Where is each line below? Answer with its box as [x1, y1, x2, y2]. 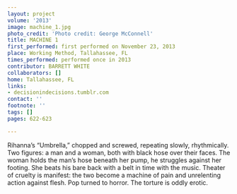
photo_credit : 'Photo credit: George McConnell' [7, 30, 154, 37]
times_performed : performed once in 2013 [7, 56, 132, 63]
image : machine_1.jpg [7, 23, 71, 30]
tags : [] [7, 109, 33, 116]
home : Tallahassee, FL [7, 75, 74, 83]
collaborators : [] [7, 69, 62, 76]
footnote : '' [7, 102, 46, 109]
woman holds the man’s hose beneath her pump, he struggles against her [7, 156, 221, 164]
